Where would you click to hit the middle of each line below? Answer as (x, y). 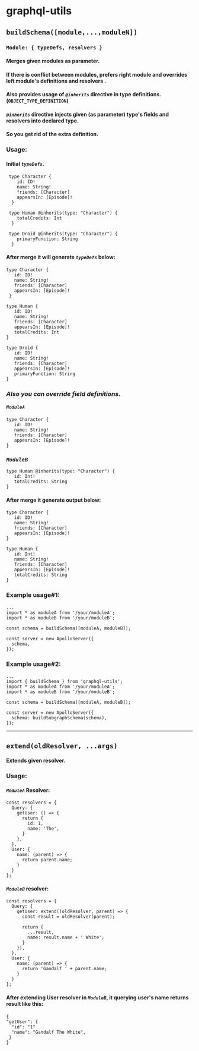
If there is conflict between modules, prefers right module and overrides (97, 74)
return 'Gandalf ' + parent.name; (65, 969)
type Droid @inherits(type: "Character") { (63, 234)
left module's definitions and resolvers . (56, 81)
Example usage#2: (33, 664)
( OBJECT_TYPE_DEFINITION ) (38, 101)
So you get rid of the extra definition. (52, 134)
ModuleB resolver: (28, 888)
